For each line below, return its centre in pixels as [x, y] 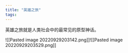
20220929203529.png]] [31, 45]
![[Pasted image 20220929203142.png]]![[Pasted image [64, 40]
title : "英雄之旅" [23, 10]
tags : [11, 15]
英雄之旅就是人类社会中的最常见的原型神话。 [52, 30]
